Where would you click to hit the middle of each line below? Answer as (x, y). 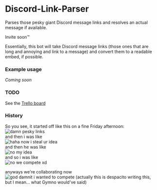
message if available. (26, 27)
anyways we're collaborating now (39, 172)
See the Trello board (25, 103)
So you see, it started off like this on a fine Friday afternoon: (65, 126)
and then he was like (26, 147)
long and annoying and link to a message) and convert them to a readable (78, 52)
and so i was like (22, 157)
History (14, 116)
